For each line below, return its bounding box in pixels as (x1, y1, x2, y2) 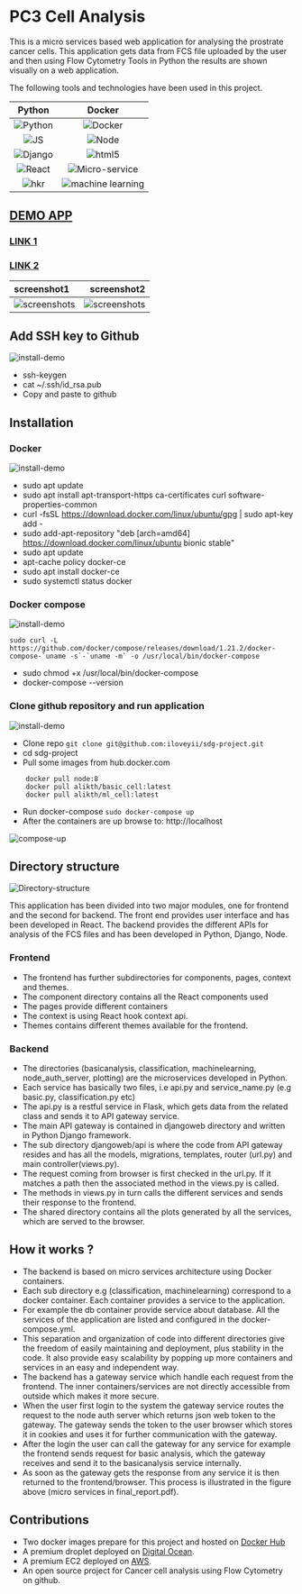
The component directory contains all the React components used (22, 991, 269, 1002)
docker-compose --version (22, 678, 124, 688)
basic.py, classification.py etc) (22, 1092, 136, 1103)
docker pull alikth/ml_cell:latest (25, 790, 160, 799)
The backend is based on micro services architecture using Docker (22, 1266, 272, 1277)
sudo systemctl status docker (22, 576, 133, 587)
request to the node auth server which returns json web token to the (22, 1409, 277, 1420)
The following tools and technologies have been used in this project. (9, 82, 263, 93)
